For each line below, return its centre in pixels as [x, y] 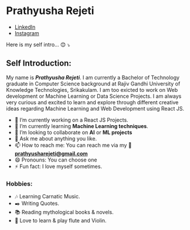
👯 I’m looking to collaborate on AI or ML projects [73, 132]
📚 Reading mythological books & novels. [64, 212]
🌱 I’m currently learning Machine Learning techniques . [81, 126]
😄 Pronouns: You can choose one [56, 160]
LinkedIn [25, 27]
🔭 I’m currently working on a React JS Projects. [71, 120]
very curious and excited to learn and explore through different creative [92, 102]
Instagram [27, 33]
